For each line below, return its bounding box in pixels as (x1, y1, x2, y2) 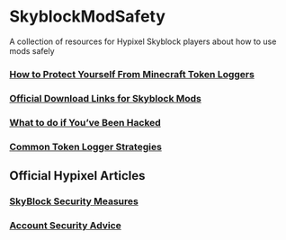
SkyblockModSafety (9, 6, 166, 27)
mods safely (9, 45, 56, 56)
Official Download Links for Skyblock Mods (9, 92, 202, 104)
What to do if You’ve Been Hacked (9, 116, 162, 129)
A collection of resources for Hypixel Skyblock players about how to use (9, 36, 277, 47)
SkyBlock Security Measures (9, 195, 139, 208)
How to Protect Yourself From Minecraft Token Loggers (9, 67, 255, 80)
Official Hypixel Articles (9, 168, 146, 183)
